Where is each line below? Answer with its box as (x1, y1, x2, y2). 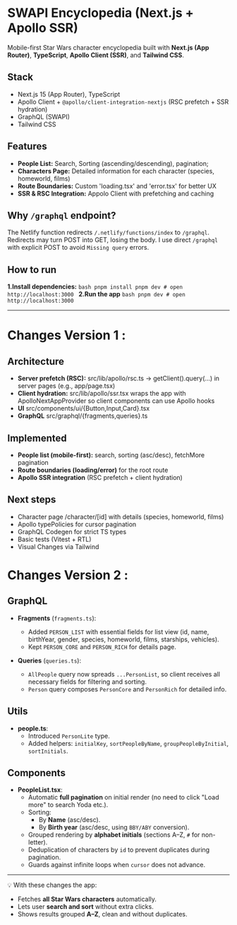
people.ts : (17, 724, 49, 732)
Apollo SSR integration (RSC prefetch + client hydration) (17, 473, 183, 481)
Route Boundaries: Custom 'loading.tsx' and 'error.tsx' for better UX (17, 181, 217, 190)
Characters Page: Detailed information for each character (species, (17, 167, 215, 175)
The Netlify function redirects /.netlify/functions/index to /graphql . (7, 228, 209, 237)
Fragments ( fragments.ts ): (17, 614, 97, 622)
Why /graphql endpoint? (7, 210, 116, 222)
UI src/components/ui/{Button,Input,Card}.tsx (17, 404, 150, 413)
